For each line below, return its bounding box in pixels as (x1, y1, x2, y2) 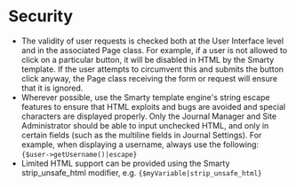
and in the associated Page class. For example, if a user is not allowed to (20, 44, 288, 55)
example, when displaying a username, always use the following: (20, 139, 260, 150)
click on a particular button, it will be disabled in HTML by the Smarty (20, 54, 275, 65)
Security (8, 6, 73, 27)
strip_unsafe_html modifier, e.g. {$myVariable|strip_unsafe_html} (20, 167, 262, 178)
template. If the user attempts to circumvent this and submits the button (20, 64, 284, 74)
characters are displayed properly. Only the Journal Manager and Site (20, 111, 277, 121)
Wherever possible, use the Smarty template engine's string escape (20, 91, 270, 103)
